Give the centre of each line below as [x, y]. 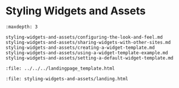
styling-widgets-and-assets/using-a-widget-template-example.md [87, 53]
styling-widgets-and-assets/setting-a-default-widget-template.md [89, 58]
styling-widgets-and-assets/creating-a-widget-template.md [80, 48]
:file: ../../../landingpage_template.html [60, 68]
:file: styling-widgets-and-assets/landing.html [67, 78]
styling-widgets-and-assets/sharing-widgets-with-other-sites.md [88, 42]
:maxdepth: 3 [22, 27]
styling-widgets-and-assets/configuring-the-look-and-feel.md [84, 37]
